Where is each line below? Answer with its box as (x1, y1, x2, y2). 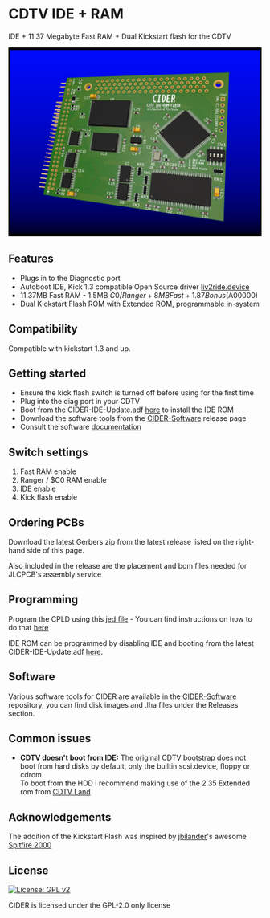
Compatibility (8, 322, 78, 336)
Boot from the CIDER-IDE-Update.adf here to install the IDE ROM (19, 405, 235, 414)
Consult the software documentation (19, 422, 142, 432)
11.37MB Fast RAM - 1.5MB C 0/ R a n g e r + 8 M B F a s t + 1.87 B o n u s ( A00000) (19, 290, 259, 300)
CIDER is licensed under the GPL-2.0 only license (8, 900, 171, 910)
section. (8, 708, 35, 718)
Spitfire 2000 (8, 840, 52, 850)
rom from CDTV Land (19, 787, 91, 797)
